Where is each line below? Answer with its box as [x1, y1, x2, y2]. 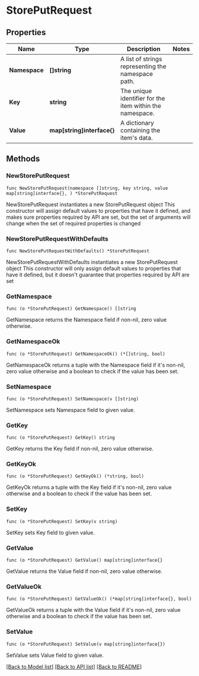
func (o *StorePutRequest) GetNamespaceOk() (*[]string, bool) [6, 351, 166, 357]
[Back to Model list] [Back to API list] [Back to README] [6, 663, 142, 670]
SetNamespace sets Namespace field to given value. [6, 406, 135, 413]
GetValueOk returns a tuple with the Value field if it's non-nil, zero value [6, 606, 181, 614]
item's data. [120, 134, 153, 142]
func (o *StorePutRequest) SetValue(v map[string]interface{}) [6, 641, 166, 647]
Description [126, 45, 161, 53]
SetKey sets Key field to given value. [6, 529, 95, 536]
